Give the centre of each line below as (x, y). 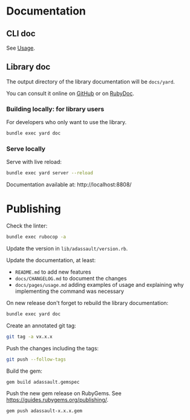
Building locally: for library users (55, 109)
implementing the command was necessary (69, 291)
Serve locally (26, 148)
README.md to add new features (53, 272)
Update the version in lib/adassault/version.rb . (67, 248)
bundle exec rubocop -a (36, 237)
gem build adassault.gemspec (43, 382)
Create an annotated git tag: (41, 326)
